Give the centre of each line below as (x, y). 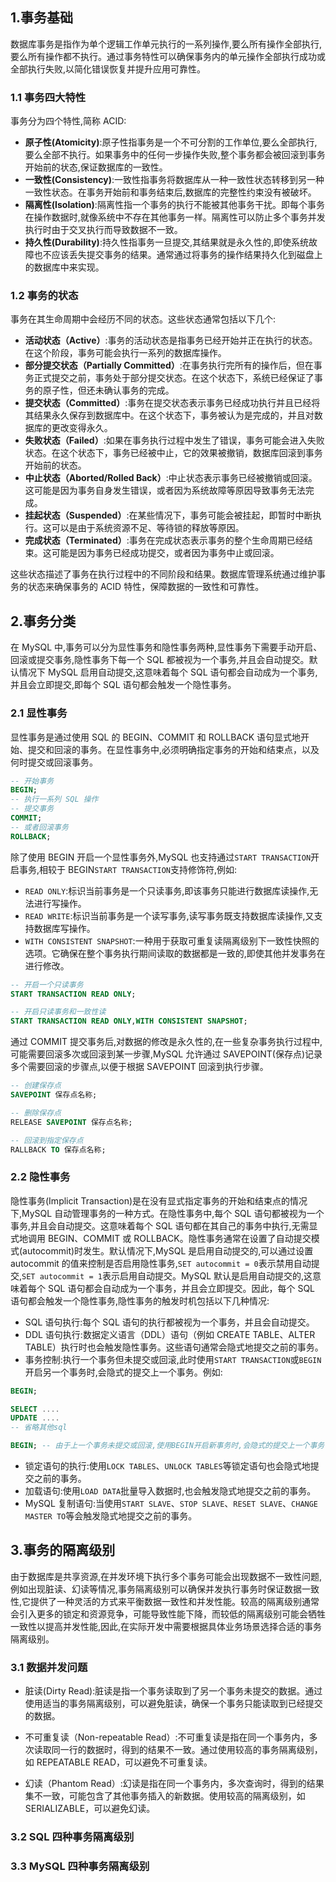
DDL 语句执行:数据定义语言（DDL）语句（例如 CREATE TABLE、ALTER (170, 1334)
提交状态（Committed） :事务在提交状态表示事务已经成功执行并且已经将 (172, 403)
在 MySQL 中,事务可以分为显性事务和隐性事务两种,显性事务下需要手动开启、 (166, 647)
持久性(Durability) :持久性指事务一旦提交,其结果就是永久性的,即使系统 (166, 242)
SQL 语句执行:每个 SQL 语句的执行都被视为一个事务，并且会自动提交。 (169, 1322)
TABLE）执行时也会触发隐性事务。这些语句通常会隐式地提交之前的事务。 (174, 1347)
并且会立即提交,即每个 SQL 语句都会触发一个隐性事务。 (123, 685)
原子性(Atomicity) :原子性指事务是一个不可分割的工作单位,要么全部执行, (171, 142)
